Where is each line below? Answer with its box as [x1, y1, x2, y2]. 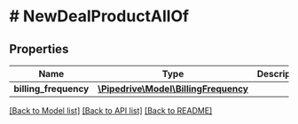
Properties [9, 42, 69, 57]
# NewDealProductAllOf [9, 6, 189, 27]
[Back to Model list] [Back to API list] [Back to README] [9, 105, 213, 116]
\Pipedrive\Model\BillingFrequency [97, 82, 248, 95]
